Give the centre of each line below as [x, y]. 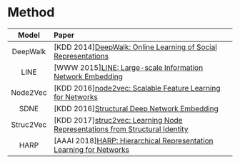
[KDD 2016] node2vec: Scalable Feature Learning [137, 88]
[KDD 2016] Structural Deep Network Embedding [136, 108]
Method [31, 12]
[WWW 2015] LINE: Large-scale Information [128, 67]
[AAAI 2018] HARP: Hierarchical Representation [133, 140]
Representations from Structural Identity [121, 129]
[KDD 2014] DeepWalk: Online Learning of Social [135, 47]
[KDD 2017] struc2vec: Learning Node [118, 120]
